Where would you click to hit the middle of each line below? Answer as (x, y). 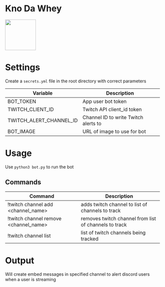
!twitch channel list (29, 235)
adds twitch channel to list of (114, 204)
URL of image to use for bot (114, 131)
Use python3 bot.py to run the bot (40, 167)
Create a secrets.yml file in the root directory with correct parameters (76, 81)
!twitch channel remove (35, 218)
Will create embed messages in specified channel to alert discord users (77, 274)
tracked (90, 238)
